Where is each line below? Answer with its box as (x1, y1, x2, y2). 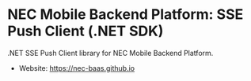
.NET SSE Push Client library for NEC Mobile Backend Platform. (7, 48, 214, 57)
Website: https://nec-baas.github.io (18, 63, 135, 72)
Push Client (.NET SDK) (7, 22, 164, 40)
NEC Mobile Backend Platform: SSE (7, 6, 244, 24)
